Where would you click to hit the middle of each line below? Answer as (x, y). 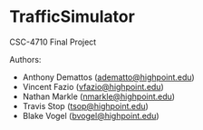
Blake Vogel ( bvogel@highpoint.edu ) (91, 115)
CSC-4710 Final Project (53, 42)
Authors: (25, 59)
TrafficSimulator (72, 17)
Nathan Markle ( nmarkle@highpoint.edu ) (98, 96)
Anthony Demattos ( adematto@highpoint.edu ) (108, 77)
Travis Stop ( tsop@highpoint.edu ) (86, 105)
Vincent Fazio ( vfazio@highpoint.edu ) (93, 86)
